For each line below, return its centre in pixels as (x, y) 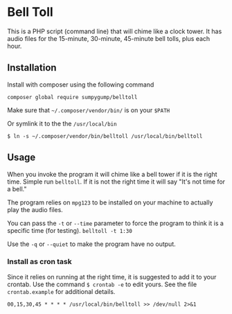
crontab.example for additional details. (61, 291)
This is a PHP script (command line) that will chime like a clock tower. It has (115, 31)
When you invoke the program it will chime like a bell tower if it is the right (112, 174)
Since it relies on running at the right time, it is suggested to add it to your (112, 277)
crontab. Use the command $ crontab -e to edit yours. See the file (102, 284)
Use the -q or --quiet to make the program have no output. (92, 244)
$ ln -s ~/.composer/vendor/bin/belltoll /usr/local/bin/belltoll (105, 136)
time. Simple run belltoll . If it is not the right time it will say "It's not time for (116, 182)
